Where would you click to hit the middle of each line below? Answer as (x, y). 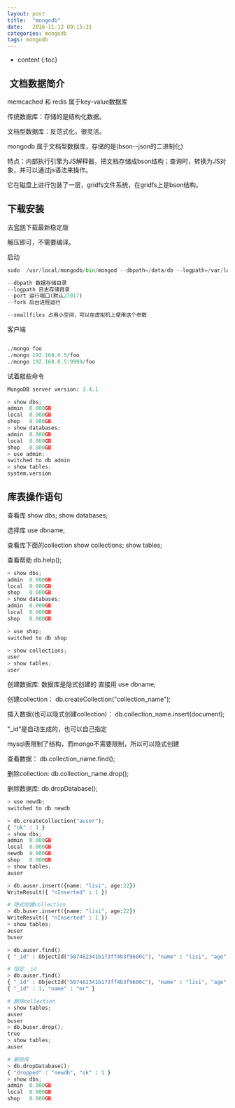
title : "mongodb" (34, 20)
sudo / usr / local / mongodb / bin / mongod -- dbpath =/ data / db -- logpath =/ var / (115, 270)
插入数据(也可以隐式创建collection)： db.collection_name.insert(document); (116, 714)
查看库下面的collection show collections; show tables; (85, 545)
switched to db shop (37, 638)
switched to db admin (39, 460)
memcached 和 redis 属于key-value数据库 (67, 102)
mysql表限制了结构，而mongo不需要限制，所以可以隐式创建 (93, 744)
